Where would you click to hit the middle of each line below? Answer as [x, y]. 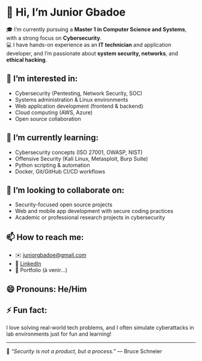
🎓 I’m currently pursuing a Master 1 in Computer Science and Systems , [96, 29]
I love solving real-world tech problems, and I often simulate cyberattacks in [100, 328]
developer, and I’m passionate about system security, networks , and [92, 53]
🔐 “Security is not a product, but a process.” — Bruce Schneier [84, 351]
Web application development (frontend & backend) [79, 106]
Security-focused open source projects [64, 205]
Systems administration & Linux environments [71, 99]
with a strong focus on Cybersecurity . [54, 38]
